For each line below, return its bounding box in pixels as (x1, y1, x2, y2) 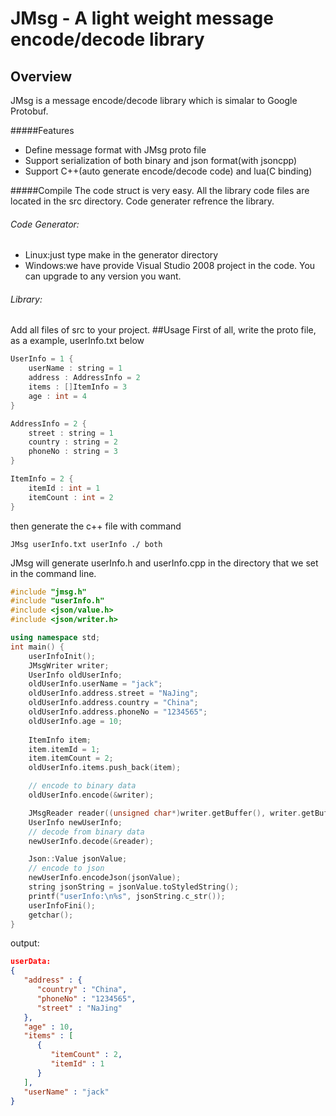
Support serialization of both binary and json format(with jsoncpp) (24, 155, 298, 166)
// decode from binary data (28, 827, 145, 837)
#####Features (10, 125, 75, 136)
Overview (10, 68, 73, 85)
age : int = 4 (28, 391, 87, 401)
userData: (10, 957, 52, 967)
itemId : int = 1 (28, 483, 101, 493)
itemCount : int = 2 (28, 492, 114, 502)
